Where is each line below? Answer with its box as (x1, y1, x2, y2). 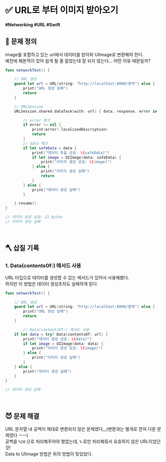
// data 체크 (23, 141, 48, 146)
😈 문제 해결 (5, 412, 40, 420)
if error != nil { (23, 123, 61, 128)
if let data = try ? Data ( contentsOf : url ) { (14, 332, 108, 337)
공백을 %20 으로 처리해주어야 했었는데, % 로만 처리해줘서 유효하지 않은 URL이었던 (5, 439, 161, 445)
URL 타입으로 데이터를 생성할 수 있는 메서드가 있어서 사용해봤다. (5, 275, 130, 281)
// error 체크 (23, 118, 50, 123)
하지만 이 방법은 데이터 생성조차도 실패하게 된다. (5, 281, 99, 287)
